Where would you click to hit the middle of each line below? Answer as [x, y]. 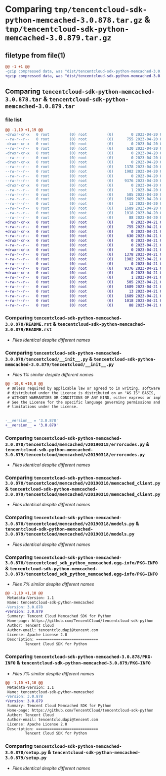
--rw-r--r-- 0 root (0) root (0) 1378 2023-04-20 [82, 167]
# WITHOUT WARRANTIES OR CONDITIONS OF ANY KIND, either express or [79, 398]
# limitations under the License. [43, 407]
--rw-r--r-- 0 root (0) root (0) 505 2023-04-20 [82, 194]
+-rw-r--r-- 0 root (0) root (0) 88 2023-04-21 [82, 305]
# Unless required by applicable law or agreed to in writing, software [84, 388]
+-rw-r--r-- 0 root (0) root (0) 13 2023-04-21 [82, 291]
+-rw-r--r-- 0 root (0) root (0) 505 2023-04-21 [82, 282]
